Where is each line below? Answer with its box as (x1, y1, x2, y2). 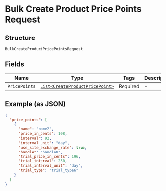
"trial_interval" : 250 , (18, 159, 68, 164)
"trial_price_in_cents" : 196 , (18, 154, 81, 159)
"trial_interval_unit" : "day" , (18, 163, 83, 168)
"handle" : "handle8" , (18, 150, 63, 154)
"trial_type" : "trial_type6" (18, 168, 79, 173)
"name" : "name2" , (18, 127, 54, 132)
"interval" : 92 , (18, 136, 52, 141)
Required (118, 83, 140, 90)
